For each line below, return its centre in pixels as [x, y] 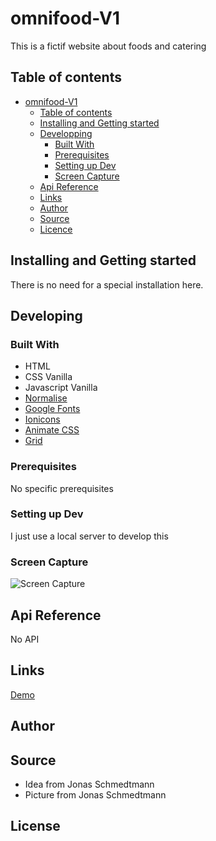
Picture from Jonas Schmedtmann [95, 794]
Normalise [46, 398]
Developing [46, 315]
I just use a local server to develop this [89, 536]
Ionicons [42, 419]
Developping [66, 133]
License [35, 826]
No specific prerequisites [62, 488]
